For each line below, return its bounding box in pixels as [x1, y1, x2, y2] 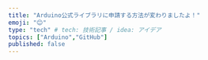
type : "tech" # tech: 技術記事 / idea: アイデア [8, 26, 162, 34]
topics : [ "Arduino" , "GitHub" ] [8, 33, 108, 41]
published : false [8, 41, 66, 48]
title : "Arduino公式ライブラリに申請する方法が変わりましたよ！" [8, 11, 201, 19]
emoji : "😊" [8, 19, 47, 26]
